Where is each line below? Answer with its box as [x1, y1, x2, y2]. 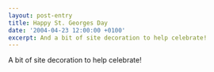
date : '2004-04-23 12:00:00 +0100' [8, 26, 126, 34]
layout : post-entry [8, 11, 73, 20]
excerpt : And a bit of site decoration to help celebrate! [8, 33, 208, 42]
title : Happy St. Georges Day [8, 19, 109, 27]
